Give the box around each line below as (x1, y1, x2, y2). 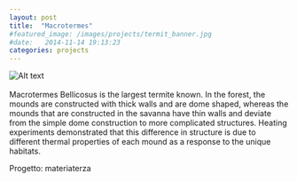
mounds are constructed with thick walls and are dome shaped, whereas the (9, 99, 289, 109)
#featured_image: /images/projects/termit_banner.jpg (9, 29, 213, 38)
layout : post (9, 12, 58, 22)
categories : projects (9, 46, 90, 55)
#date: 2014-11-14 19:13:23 (9, 37, 121, 47)
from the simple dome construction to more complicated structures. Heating (9, 117, 287, 129)
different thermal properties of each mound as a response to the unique (9, 137, 271, 147)
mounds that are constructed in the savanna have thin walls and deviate (9, 108, 272, 119)
